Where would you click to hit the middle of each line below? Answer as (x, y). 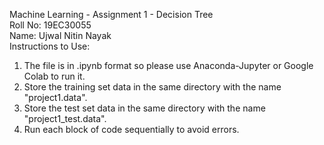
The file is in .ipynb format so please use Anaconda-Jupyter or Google (168, 65)
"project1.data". (55, 97)
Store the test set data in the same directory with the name (144, 108)
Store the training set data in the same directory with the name (152, 87)
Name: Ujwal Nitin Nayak (60, 35)
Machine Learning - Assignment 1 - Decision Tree (111, 14)
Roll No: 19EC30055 (50, 25)
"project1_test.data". (65, 118)
